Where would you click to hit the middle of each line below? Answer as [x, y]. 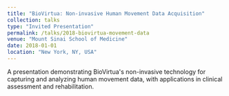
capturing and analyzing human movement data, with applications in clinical [115, 79]
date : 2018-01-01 [32, 46]
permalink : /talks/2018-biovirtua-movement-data [78, 33]
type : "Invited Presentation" [51, 26]
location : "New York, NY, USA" [52, 52]
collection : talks [33, 20]
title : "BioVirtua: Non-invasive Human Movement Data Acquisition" [106, 13]
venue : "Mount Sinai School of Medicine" [68, 39]
